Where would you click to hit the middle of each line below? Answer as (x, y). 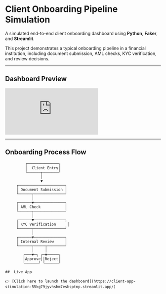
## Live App (19, 272)
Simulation (28, 20)
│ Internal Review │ (42, 242)
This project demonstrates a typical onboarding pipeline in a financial (75, 48)
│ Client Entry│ (43, 168)
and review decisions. (27, 58)
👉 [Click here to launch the (36, 281)
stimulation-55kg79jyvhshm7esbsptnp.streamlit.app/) (61, 287)
